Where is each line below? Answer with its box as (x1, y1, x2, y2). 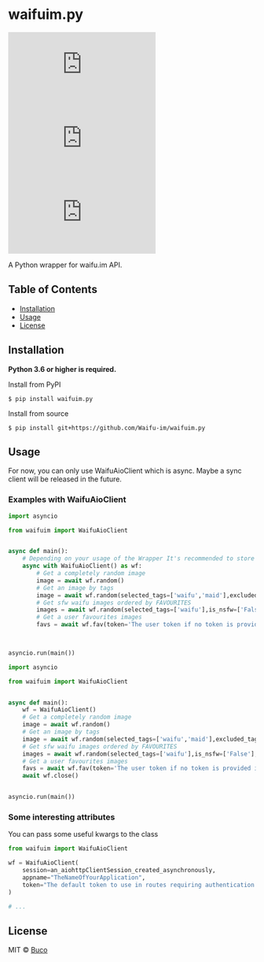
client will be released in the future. (8, 474, 122, 484)
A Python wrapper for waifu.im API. (8, 260, 123, 269)
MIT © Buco (8, 945, 48, 955)
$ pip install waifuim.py (8, 395, 93, 403)
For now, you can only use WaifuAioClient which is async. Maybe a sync (8, 466, 242, 476)
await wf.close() (22, 772, 79, 780)
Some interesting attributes (8, 812, 115, 823)
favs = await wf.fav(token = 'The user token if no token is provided (22, 764, 251, 773)
